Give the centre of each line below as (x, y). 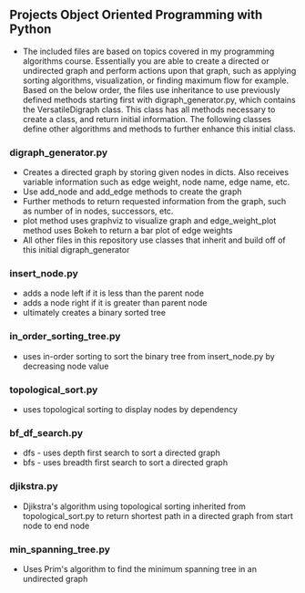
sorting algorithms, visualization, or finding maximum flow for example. (156, 80)
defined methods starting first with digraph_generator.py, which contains (159, 99)
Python (30, 30)
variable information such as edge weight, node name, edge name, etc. (156, 182)
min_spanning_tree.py (60, 549)
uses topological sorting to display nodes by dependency (130, 409)
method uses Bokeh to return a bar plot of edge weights (127, 231)
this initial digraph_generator (76, 250)
